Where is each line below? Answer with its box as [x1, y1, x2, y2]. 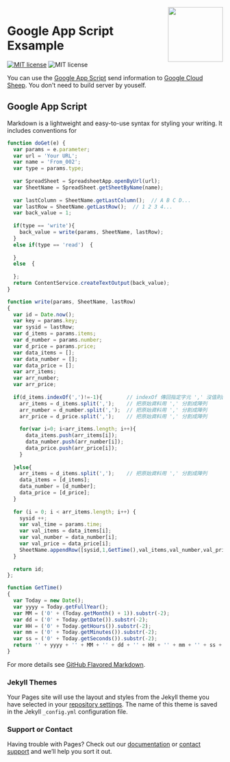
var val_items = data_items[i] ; [19, 527, 112, 535]
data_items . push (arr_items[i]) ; [25, 432, 118, 439]
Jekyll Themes [7, 677, 57, 687]
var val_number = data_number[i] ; [19, 534, 118, 541]
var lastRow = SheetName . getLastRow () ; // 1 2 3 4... [13, 203, 173, 210]
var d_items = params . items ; [13, 330, 97, 338]
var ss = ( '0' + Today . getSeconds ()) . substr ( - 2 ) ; [13, 635, 157, 642]
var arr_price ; [13, 381, 57, 388]
